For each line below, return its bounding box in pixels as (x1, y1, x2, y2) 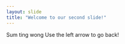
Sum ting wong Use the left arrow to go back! (6, 31, 120, 38)
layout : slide (6, 8, 42, 15)
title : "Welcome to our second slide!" (6, 14, 107, 20)
